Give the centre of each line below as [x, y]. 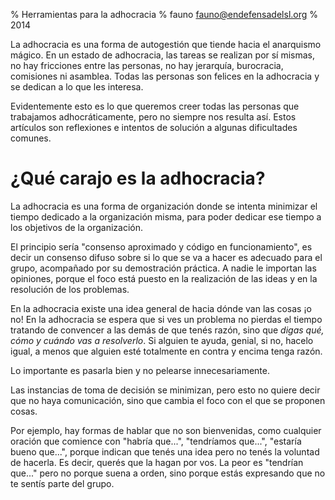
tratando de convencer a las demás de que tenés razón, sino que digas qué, [167, 330]
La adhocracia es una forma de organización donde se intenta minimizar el [164, 206]
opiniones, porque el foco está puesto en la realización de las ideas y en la [164, 278]
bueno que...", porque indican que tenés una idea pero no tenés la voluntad [165, 451]
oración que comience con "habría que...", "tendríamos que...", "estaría [156, 441]
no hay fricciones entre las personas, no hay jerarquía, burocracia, [147, 65]
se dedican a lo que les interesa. [77, 87]
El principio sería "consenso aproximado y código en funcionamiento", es [161, 246]
